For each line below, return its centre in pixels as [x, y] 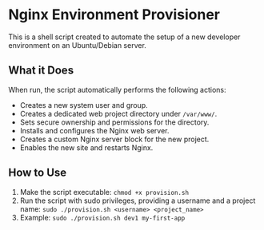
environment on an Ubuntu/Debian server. [77, 45]
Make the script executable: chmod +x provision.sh [104, 192]
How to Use [38, 173]
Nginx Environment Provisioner [114, 15]
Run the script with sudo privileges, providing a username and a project [138, 200]
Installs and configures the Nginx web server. [94, 130]
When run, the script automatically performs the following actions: [117, 89]
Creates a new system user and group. [84, 105]
